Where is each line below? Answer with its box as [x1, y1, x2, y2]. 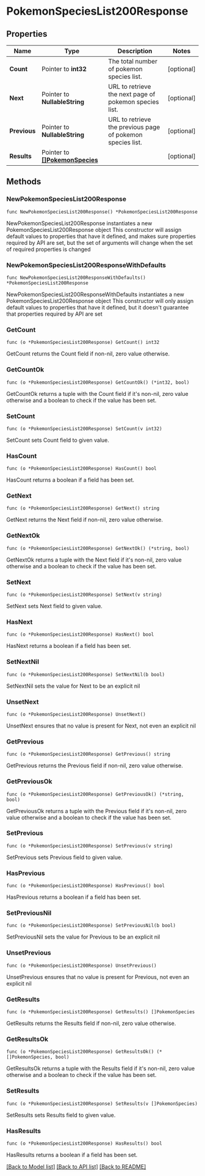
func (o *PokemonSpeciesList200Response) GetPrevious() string [6, 751, 171, 757]
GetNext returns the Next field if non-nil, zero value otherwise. [6, 516, 164, 524]
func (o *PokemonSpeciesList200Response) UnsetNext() [6, 711, 146, 717]
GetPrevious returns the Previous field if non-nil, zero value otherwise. [6, 762, 183, 769]
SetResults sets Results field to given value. [6, 1111, 116, 1118]
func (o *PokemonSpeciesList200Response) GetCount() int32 [6, 340, 160, 346]
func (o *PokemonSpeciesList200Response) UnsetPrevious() [6, 962, 157, 969]
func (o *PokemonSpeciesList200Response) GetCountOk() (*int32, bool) [6, 379, 190, 385]
